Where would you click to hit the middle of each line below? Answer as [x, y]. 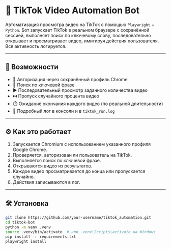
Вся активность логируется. [36, 46]
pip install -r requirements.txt [41, 237]
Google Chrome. [30, 150]
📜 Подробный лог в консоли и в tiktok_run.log [64, 111]
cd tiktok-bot [20, 222]
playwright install [26, 241]
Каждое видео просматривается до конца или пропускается [79, 171]
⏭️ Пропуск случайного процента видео [56, 96]
